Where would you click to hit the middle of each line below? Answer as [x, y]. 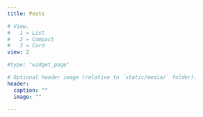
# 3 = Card [26, 46]
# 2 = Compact [31, 39]
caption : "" [31, 90]
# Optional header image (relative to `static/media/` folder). [102, 77]
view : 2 [18, 52]
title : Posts [26, 14]
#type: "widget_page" [39, 65]
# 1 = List [26, 33]
